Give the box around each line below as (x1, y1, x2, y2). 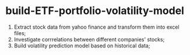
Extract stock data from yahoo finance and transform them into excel (13, 23, 180, 30)
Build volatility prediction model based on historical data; (13, 42, 150, 49)
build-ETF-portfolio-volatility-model (5, 4, 185, 18)
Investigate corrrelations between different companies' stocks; (13, 36, 165, 43)
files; (13, 29, 26, 36)
